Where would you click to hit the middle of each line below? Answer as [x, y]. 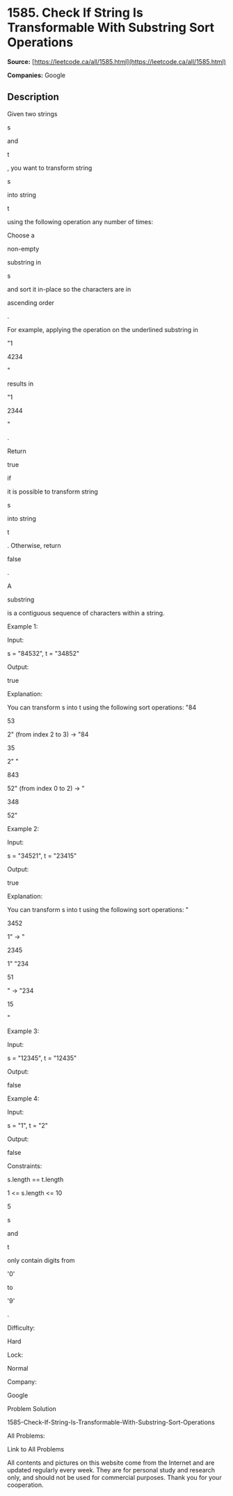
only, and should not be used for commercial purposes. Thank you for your [114, 1477]
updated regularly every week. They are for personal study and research [111, 1470]
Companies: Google [37, 75]
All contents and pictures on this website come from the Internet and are [111, 1463]
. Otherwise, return [34, 545]
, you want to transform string [50, 168]
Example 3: [23, 1031]
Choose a [21, 235]
